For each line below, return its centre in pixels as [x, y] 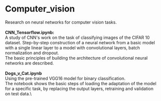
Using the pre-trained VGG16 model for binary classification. [65, 78]
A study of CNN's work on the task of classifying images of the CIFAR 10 [77, 38]
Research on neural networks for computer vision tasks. [61, 22]
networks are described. [30, 63]
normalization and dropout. [32, 53]
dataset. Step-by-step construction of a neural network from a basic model [80, 42]
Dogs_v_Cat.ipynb [24, 73]
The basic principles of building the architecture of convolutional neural [76, 58]
